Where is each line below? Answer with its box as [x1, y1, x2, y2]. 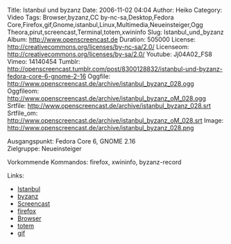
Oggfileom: [7, 87, 40, 95]
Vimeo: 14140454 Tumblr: [7, 58, 81, 65]
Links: [7, 171, 24, 180]
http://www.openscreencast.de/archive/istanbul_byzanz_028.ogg [7, 80, 194, 87]
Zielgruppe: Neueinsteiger [7, 145, 82, 152]
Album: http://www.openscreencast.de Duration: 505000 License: [7, 35, 196, 44]
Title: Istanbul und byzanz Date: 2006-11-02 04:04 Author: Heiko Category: [7, 6, 223, 14]
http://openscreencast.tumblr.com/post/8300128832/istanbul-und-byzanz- [7, 65, 223, 73]
